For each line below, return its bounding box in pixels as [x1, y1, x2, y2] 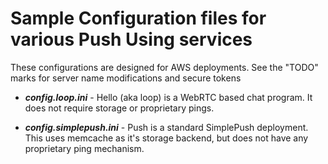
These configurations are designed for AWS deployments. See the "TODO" [10, 61, 319, 73]
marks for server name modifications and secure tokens [10, 72, 242, 84]
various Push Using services [10, 28, 253, 51]
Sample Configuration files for [10, 7, 267, 30]
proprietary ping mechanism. [24, 142, 145, 154]
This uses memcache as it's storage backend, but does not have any [24, 132, 309, 144]
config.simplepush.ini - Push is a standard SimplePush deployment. [24, 121, 309, 133]
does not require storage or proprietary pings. [24, 102, 215, 114]
